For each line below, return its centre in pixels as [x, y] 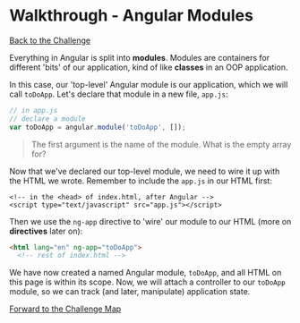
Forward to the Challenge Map [65, 309]
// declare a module [48, 119]
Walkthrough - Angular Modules [131, 16]
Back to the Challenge [50, 40]
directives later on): [46, 231]
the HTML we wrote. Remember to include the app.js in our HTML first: [141, 181]
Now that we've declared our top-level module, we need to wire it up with [145, 171]
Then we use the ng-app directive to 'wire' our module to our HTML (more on [150, 221]
